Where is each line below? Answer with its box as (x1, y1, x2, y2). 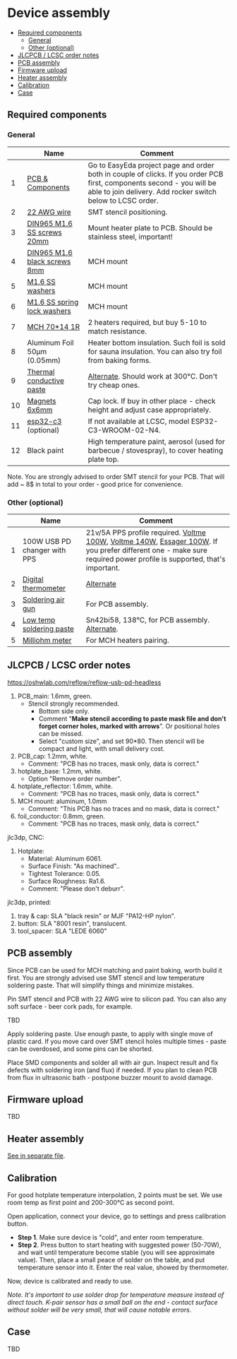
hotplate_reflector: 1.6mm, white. (17, 782, 113, 790)
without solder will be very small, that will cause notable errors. (7, 1305, 192, 1314)
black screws (27, 256, 71, 266)
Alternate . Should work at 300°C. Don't (87, 371, 218, 381)
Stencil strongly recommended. (28, 699, 120, 708)
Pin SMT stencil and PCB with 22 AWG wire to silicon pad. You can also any (7, 995, 227, 1003)
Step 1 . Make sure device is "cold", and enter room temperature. (17, 1233, 205, 1241)
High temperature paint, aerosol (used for (87, 437, 226, 446)
